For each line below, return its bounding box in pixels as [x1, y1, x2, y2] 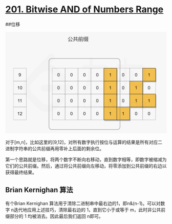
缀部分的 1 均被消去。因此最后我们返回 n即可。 [5, 213, 103, 219]
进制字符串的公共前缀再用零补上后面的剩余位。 [5, 145, 104, 152]
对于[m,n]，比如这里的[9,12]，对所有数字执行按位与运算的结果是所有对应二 [5, 139, 163, 145]
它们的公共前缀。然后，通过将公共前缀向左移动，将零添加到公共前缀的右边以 [5, 162, 167, 169]
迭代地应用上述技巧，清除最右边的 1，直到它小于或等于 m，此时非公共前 [13, 207, 166, 213]
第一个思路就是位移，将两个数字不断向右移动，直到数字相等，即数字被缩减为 [5, 156, 167, 162]
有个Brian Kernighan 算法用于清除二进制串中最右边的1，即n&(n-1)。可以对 [5, 200, 161, 206]
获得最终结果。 [5, 169, 37, 175]
